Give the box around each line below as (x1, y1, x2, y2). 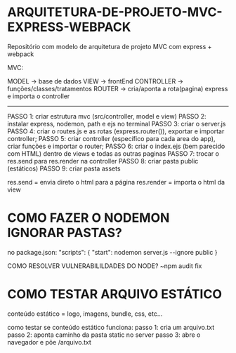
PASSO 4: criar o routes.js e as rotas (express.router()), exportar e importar (7, 127, 225, 135)
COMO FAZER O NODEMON (7, 210, 170, 226)
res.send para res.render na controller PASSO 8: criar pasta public (7, 156, 199, 165)
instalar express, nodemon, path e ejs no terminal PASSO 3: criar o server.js (7, 119, 226, 128)
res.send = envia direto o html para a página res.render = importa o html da (7, 178, 225, 186)
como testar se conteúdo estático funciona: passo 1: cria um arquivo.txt (7, 323, 215, 331)
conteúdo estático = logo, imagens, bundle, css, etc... (7, 309, 163, 318)
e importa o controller (7, 92, 70, 100)
